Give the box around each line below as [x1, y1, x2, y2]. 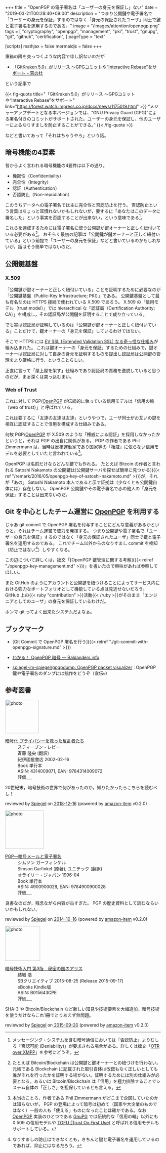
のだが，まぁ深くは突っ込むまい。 [5, 374, 75, 380]
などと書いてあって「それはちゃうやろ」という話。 [5, 132, 109, 138]
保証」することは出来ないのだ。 [5, 491, 70, 498]
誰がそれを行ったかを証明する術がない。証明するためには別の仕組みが [12, 1072, 156, 1078]
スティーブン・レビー [17, 744, 61, 750]
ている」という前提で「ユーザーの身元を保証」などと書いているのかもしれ [5, 238, 157, 244]
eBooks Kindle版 [17, 984, 51, 990]
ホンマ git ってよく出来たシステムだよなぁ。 [5, 609, 95, 615]
